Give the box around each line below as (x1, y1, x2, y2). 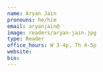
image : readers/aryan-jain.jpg (7, 29, 97, 36)
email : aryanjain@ (7, 23, 60, 29)
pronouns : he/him (7, 16, 57, 23)
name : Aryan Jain (7, 10, 57, 17)
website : (7, 49, 32, 56)
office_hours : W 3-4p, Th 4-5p (7, 42, 97, 49)
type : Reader (7, 36, 45, 43)
